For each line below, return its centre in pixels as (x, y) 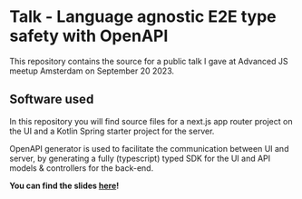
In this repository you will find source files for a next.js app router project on (151, 121)
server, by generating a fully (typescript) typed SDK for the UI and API (140, 158)
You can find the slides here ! (64, 185)
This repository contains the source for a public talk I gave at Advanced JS (149, 61)
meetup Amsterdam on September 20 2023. (92, 71)
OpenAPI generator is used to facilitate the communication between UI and (149, 148)
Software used (52, 99)
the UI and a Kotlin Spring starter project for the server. (112, 131)
